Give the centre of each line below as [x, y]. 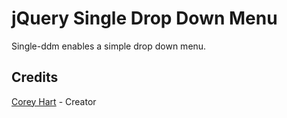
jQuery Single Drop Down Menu [144, 18]
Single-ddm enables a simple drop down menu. [109, 46]
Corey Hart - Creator [54, 101]
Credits [35, 77]
